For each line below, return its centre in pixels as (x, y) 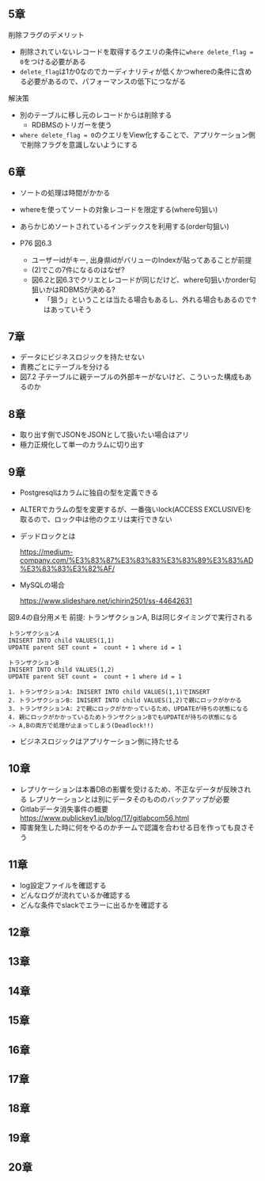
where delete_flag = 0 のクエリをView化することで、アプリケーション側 (137, 135)
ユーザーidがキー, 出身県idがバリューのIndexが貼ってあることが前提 (142, 260)
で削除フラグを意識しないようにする (79, 144)
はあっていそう (68, 309)
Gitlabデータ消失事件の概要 (64, 809)
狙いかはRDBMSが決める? (74, 289)
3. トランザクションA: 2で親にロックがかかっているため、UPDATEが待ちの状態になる (128, 709)
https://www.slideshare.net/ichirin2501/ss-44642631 (106, 601)
